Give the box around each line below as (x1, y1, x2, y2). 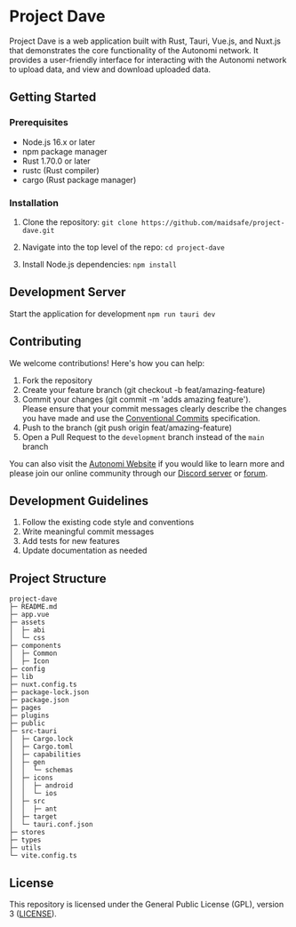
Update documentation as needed (21, 545, 148, 556)
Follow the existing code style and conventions (21, 517, 195, 528)
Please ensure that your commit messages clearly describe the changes (21, 403, 287, 414)
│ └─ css (9, 634, 46, 643)
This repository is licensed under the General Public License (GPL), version (9, 899, 284, 909)
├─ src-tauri (9, 727, 58, 736)
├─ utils (9, 843, 42, 852)
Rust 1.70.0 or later (21, 156, 91, 166)
